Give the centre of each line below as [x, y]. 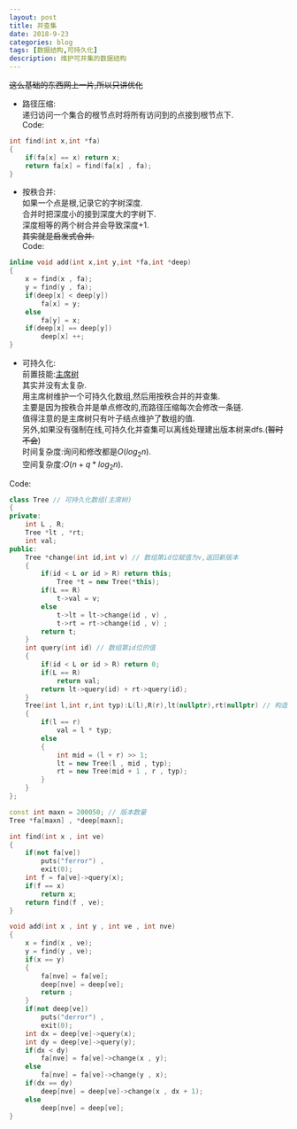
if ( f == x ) [45, 886]
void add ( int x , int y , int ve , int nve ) [92, 927]
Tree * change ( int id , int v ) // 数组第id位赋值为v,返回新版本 [132, 557]
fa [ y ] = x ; [61, 320]
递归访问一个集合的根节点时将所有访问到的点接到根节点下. [128, 115]
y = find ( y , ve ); [59, 952]
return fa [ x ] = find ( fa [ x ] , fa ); [88, 166]
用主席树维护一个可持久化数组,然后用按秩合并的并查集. [121, 396]
